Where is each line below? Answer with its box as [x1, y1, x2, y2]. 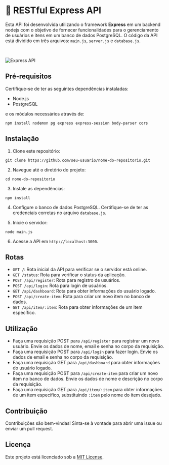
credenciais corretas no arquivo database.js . [12, 210, 107, 216]
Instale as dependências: [12, 185, 65, 191]
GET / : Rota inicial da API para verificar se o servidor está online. [12, 267, 147, 273]
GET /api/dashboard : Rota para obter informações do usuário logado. [12, 288, 156, 294]
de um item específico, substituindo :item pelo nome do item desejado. [12, 392, 162, 398]
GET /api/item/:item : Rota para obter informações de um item [12, 304, 143, 310]
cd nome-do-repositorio [5, 177, 56, 182]
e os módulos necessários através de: [5, 110, 85, 117]
